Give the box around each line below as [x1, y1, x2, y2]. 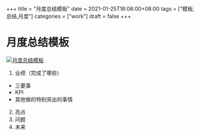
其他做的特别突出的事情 [14, 95, 73, 103]
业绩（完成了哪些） [14, 69, 63, 76]
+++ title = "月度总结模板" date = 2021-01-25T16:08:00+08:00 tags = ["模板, [6, 5, 195, 12]
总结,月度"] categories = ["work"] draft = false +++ [6, 13, 131, 20]
